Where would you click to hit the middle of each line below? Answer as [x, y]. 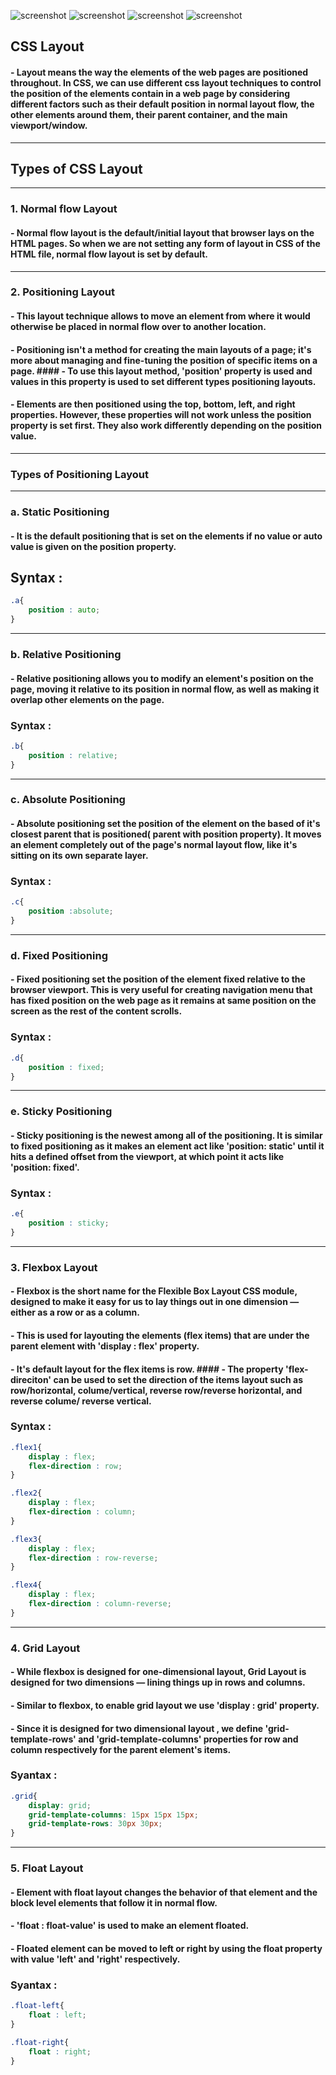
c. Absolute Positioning [68, 800]
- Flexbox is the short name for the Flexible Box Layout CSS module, [154, 1291]
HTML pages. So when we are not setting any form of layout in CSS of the [165, 243]
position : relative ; [73, 755]
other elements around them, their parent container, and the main [149, 114]
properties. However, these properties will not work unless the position [161, 415]
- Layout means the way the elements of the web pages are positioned [159, 72]
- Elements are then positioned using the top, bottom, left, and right [153, 404]
